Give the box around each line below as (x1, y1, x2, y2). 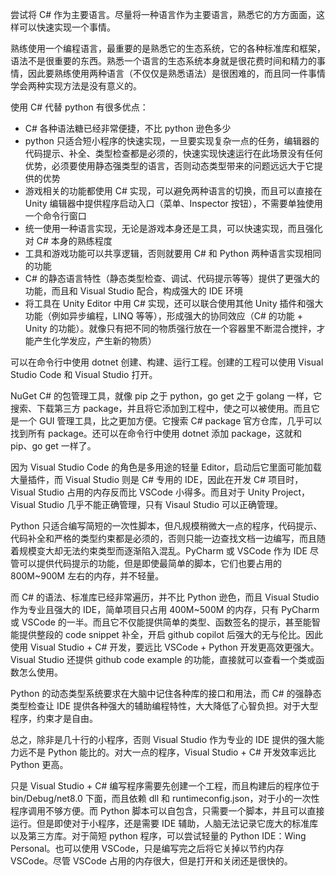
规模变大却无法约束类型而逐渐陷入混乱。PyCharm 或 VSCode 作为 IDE (18, 545, 308, 557)
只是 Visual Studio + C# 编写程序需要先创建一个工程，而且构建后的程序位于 (10, 780, 320, 792)
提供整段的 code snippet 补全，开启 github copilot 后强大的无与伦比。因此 (18, 629, 324, 640)
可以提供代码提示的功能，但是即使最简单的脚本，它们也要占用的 (18, 558, 282, 569)
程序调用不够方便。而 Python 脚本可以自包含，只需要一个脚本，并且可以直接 (10, 805, 325, 817)
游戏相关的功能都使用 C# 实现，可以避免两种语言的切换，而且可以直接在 (24, 185, 323, 197)
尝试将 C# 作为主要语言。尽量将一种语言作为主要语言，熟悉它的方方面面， (10, 9, 317, 20)
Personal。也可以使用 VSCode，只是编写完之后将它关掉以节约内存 (10, 843, 285, 854)
